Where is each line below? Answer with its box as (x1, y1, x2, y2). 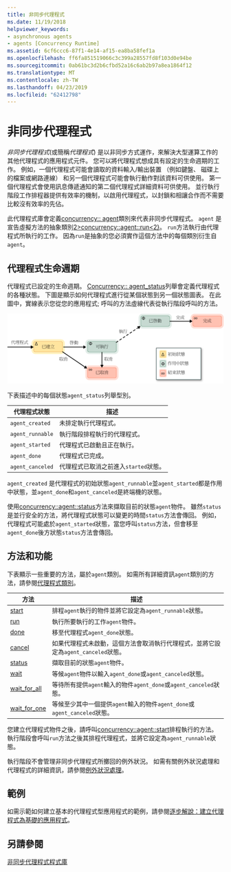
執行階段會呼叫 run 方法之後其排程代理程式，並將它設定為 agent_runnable (7, 733, 210, 742)
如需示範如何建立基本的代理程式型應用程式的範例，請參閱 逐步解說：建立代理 (7, 807, 224, 815)
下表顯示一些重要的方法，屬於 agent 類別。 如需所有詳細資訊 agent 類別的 (7, 570, 208, 578)
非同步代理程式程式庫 (7, 858, 67, 866)
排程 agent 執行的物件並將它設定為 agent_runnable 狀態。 (52, 606, 208, 615)
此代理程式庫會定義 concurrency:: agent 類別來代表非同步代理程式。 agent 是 (7, 215, 222, 223)
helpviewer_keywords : (7, 26, 69, 32)
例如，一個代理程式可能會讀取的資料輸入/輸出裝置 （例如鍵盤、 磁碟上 (20, 166, 219, 174)
